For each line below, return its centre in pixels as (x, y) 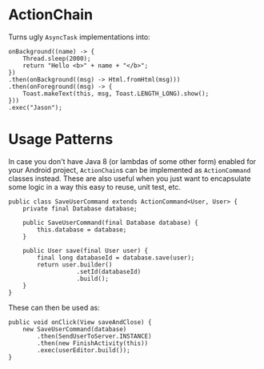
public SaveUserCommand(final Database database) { (110, 223)
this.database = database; (82, 230)
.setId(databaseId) (109, 271)
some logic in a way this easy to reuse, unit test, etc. (95, 187)
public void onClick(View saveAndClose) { (80, 322)
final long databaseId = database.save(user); (116, 258)
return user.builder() (75, 265)
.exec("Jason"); (35, 107)
